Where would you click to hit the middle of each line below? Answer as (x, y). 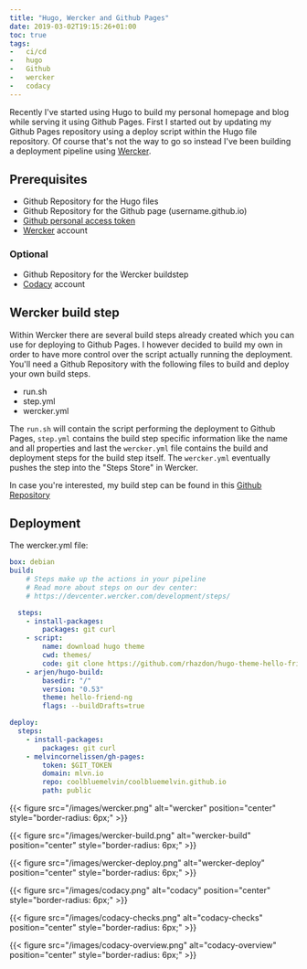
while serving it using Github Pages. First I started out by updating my (141, 122)
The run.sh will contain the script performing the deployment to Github (143, 428)
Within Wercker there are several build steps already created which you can (152, 335)
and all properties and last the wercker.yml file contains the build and (139, 448)
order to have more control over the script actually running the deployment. (151, 354)
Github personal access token (79, 221)
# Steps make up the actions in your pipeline (116, 580)
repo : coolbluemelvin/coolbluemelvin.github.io (134, 783)
